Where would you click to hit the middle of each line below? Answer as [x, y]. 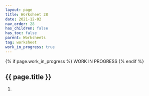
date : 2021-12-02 [23, 19]
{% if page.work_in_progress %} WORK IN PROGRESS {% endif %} [75, 61]
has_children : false [27, 28]
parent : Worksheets [26, 38]
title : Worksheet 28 [27, 14]
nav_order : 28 [20, 24]
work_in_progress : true [30, 47]
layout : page [19, 10]
